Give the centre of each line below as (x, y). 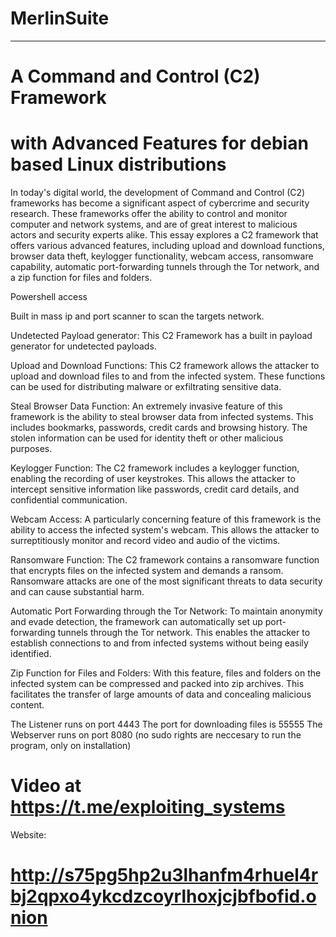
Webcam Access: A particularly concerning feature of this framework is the (166, 519)
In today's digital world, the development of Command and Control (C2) (158, 193)
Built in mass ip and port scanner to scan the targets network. (137, 316)
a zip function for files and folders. (81, 278)
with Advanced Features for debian (159, 143)
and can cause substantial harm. (77, 592)
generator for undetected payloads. (83, 346)
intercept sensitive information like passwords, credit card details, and (155, 489)
